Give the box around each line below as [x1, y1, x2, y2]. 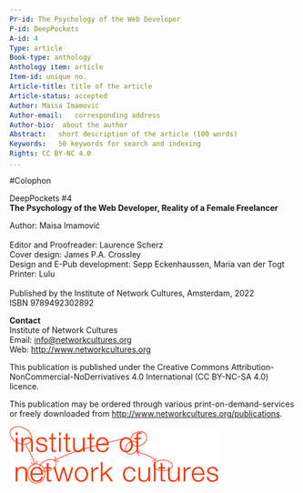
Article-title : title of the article [9, 82, 153, 91]
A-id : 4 [9, 34, 39, 43]
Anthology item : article [9, 63, 104, 72]
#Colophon [9, 175, 52, 186]
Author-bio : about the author [9, 120, 128, 129]
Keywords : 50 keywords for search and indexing [9, 139, 202, 149]
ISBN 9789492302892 [9, 297, 95, 308]
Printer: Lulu [9, 268, 56, 279]
